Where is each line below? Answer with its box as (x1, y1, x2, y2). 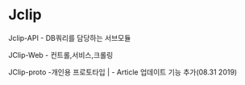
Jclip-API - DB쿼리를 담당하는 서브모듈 (8, 33, 131, 42)
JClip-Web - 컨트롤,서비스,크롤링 (8, 50, 114, 59)
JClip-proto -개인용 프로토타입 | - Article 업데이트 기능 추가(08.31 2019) (8, 67, 238, 77)
